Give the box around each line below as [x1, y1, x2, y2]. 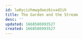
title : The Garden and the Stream [5, 12, 78, 17]
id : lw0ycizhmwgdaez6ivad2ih [5, 7, 67, 13]
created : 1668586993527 [5, 26, 56, 31]
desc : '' [5, 17, 24, 22]
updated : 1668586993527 [5, 21, 56, 27]
